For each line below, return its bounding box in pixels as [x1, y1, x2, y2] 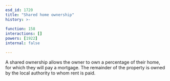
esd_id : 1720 [5, 7, 33, 13]
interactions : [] [5, 31, 42, 36]
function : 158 [5, 26, 36, 32]
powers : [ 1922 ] [5, 36, 38, 41]
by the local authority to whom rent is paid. [5, 70, 96, 76]
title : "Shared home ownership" [5, 12, 74, 17]
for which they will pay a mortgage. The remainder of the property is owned [5, 64, 165, 70]
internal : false [5, 41, 40, 46]
